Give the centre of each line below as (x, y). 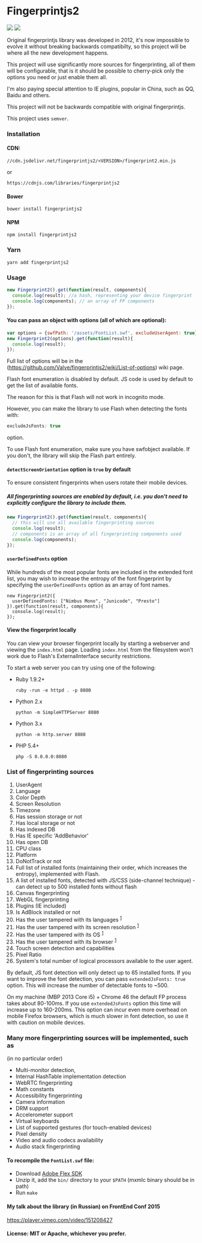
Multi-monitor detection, (46, 1070)
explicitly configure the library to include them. (67, 503)
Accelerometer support (44, 1115)
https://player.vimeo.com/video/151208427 (60, 1220)
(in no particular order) (35, 1059)
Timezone (28, 810)
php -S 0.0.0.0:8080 (41, 756)
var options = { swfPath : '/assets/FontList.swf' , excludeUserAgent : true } (102, 333)
